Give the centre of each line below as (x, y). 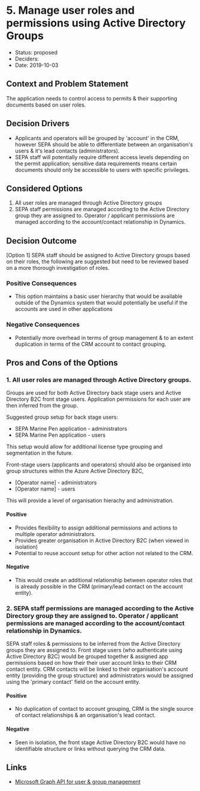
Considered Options (44, 188)
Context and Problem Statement (67, 84)
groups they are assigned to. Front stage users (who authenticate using (94, 650)
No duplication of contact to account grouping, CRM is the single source (104, 709)
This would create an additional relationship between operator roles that (104, 580)
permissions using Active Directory (96, 23)
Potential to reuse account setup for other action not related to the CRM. (104, 553)
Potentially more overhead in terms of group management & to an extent (104, 337)
